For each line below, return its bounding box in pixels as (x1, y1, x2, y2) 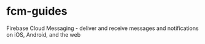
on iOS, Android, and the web (6, 31, 81, 38)
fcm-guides (6, 4, 68, 18)
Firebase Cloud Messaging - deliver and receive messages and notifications (6, 24, 199, 32)
